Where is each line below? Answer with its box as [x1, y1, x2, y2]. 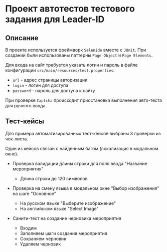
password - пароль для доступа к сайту [12, 88, 95, 93]
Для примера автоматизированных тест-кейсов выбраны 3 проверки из [5, 130, 161, 136]
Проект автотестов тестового [5, 3, 135, 15]
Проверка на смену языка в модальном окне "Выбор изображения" [12, 185, 159, 191]
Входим [20, 225, 37, 231]
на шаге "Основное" [12, 190, 57, 196]
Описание [5, 34, 39, 42]
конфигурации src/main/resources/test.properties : [5, 67, 115, 73]
